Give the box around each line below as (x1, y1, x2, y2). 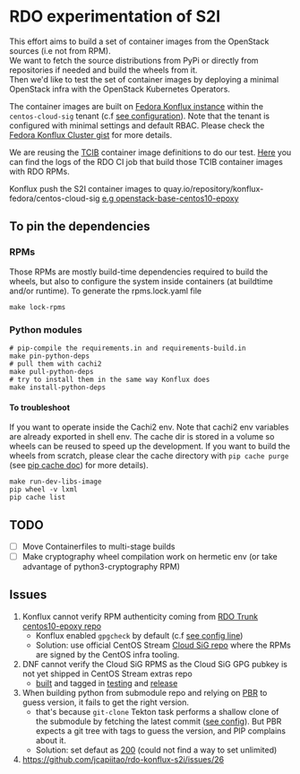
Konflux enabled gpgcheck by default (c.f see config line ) (35, 630, 244, 640)
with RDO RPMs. (9, 166, 70, 177)
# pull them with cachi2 (9, 359, 102, 369)
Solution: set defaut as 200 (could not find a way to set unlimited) (35, 744, 278, 755)
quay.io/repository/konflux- (163, 183, 264, 194)
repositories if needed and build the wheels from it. (9, 65, 198, 75)
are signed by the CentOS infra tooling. (35, 648, 180, 660)
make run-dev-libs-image (9, 477, 102, 486)
